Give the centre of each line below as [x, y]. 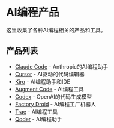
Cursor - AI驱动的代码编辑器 [50, 74]
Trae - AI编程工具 [36, 111]
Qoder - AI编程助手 [38, 119]
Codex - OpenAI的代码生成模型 [53, 96]
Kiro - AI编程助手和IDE [43, 81]
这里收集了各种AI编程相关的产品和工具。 [56, 30]
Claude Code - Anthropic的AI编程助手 [61, 66]
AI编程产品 [33, 12]
